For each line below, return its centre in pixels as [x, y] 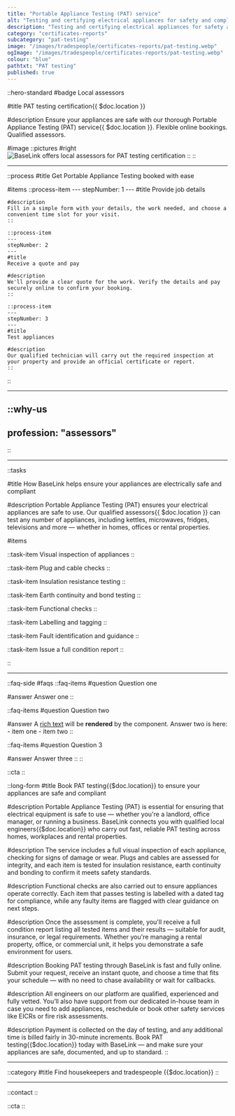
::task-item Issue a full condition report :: [65, 649]
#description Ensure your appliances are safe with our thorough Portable [112, 119]
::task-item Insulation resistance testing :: [66, 581]
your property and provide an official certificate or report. [101, 362]
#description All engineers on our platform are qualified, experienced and [113, 993]
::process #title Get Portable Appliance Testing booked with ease [101, 175]
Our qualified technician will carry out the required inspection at [111, 355]
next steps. [23, 908]
